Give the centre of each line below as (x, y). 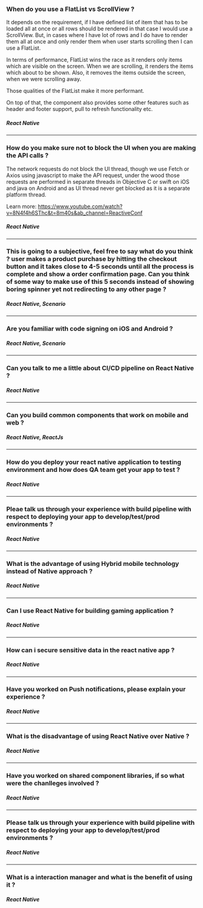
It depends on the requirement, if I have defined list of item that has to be (97, 22)
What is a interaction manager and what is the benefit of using (99, 877)
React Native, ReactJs (35, 437)
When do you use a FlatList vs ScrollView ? (70, 9)
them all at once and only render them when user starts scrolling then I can (100, 42)
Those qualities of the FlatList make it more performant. (76, 91)
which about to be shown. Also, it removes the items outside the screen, (96, 73)
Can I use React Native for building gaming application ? (90, 610)
